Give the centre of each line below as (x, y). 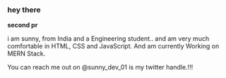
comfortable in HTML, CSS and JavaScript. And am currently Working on (113, 46)
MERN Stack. (26, 53)
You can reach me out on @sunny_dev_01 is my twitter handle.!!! (100, 67)
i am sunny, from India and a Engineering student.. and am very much (108, 39)
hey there (24, 10)
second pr (23, 25)
